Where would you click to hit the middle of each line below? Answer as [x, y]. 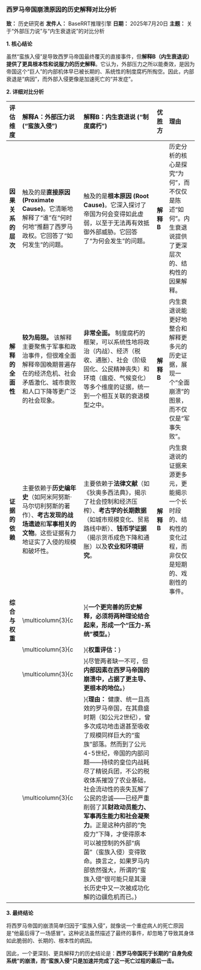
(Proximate [38, 200]
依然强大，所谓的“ [115, 870]
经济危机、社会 [55, 374]
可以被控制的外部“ [109, 843]
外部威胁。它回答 [113, 232]
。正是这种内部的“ [115, 825]
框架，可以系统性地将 [113, 342]
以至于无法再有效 [119, 223]
